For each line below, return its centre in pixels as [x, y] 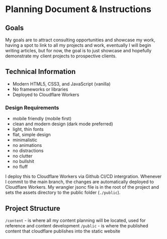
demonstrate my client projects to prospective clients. [61, 56]
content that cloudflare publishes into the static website [63, 231]
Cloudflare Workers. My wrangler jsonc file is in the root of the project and [82, 187]
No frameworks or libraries [40, 89]
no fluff [20, 167]
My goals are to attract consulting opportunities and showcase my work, [80, 40]
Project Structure [33, 208]
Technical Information [40, 72]
